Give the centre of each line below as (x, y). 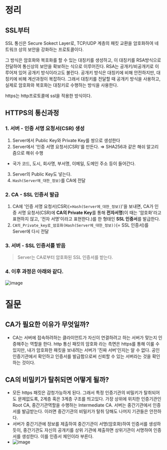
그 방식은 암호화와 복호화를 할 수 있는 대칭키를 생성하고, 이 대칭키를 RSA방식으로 (83, 60)
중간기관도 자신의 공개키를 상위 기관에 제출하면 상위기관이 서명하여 (88, 430)
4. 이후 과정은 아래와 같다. (34, 271)
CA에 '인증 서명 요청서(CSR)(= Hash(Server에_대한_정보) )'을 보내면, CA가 (83, 206)
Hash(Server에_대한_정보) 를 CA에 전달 (49, 180)
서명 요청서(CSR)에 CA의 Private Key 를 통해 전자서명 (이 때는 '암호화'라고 (89, 212)
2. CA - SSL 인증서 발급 (32, 194)
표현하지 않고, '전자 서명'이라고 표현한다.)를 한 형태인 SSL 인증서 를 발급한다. (86, 218)
